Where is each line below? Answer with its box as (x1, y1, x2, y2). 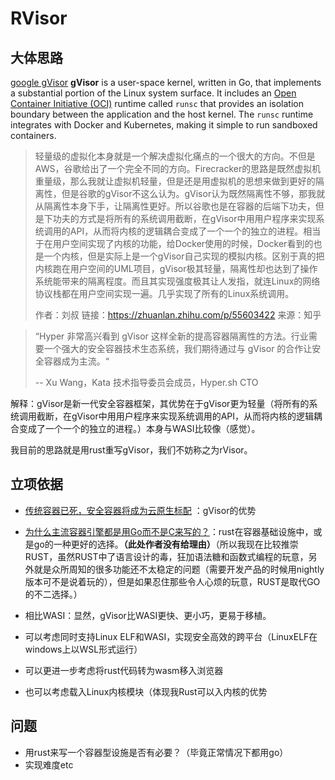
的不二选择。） (24, 588, 83, 600)
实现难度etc (24, 758, 74, 771)
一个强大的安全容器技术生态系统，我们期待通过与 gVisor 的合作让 (43, 343, 313, 354)
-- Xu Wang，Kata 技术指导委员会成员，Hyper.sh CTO (34, 377, 259, 388)
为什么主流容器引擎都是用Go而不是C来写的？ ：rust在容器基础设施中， (24, 525, 314, 537)
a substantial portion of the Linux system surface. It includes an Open (10, 87, 297, 99)
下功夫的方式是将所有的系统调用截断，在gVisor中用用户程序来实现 (43, 213, 317, 224)
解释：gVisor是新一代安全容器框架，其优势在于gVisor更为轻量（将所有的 (10, 398, 310, 409)
